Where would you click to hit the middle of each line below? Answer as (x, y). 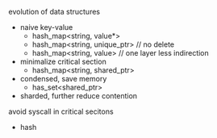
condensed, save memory (63, 79)
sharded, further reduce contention (79, 96)
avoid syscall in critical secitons (61, 111)
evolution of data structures (54, 12)
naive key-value (46, 27)
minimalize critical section (63, 61)
